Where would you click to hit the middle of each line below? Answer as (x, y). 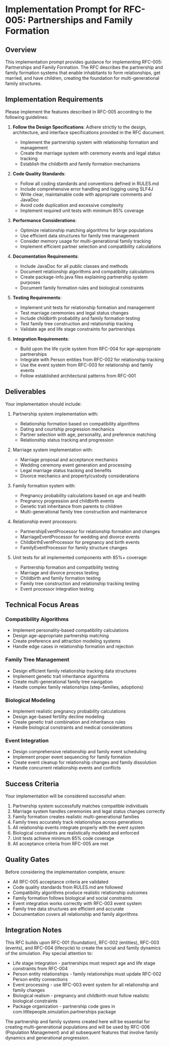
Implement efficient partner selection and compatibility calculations (91, 246)
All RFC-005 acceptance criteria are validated (60, 882)
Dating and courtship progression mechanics (67, 429)
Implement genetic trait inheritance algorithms (61, 676)
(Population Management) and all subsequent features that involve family (82, 1032)
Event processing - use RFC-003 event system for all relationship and (86, 985)
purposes (30, 282)
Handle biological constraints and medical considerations (73, 727)
